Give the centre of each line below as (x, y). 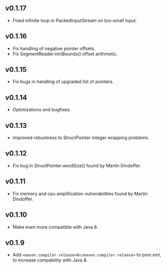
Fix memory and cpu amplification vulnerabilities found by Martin (80, 193)
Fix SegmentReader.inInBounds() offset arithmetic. (65, 54)
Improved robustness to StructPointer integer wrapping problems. (81, 138)
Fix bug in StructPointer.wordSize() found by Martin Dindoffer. (77, 165)
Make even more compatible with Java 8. (55, 227)
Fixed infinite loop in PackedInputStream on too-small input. (75, 20)
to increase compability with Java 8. (50, 260)
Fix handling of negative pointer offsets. (54, 48)
